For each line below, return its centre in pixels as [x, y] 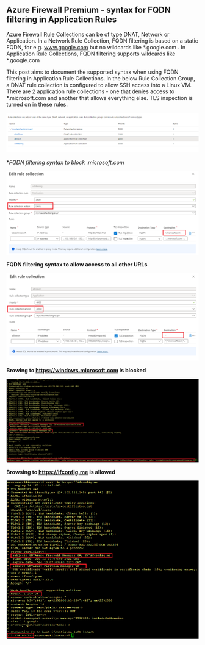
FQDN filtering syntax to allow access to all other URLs [77, 264]
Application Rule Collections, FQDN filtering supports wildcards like [91, 54]
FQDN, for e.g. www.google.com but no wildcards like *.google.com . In [96, 47]
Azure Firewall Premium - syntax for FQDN [88, 10]
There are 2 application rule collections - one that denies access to [91, 91]
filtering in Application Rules [62, 20]
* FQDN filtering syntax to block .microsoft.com [65, 162]
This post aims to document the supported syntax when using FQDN [92, 72]
